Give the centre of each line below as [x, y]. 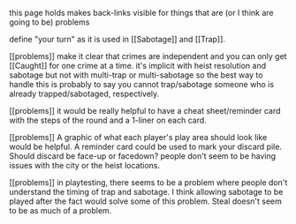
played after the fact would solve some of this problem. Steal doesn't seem [146, 201]
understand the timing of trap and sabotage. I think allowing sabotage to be [146, 192]
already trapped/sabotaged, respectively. [84, 93]
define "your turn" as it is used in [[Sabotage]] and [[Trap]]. [117, 39]
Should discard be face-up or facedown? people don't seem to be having [143, 156]
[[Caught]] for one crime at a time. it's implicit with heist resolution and [138, 66]
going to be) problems [49, 22]
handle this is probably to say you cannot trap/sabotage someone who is [142, 84]
